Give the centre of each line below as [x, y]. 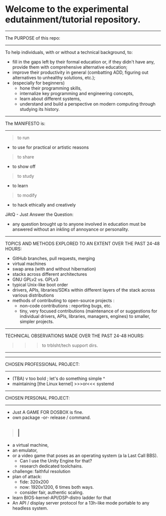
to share [26, 156]
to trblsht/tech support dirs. [70, 345]
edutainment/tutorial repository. [73, 20]
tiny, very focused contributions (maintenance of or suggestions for [88, 311]
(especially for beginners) [39, 83]
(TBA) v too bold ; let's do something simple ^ [59, 378]
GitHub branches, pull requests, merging [54, 258]
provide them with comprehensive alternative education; [70, 67]
